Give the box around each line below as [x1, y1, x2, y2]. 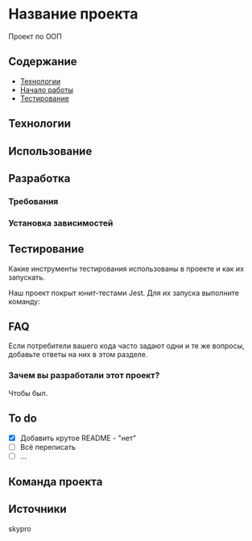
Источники [8, 502, 67, 516]
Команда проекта [8, 475, 103, 489]
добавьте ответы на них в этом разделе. [8, 350, 148, 360]
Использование [8, 144, 93, 158]
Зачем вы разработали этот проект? [8, 370, 160, 381]
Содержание [8, 55, 78, 69]
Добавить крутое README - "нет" [19, 433, 137, 443]
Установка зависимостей [8, 217, 114, 228]
